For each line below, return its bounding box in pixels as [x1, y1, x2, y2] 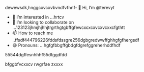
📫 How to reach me [12, 30, 53, 36]
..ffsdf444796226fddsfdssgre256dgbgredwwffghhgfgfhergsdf [12, 37, 140, 43]
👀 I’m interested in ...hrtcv [12, 14, 64, 20]
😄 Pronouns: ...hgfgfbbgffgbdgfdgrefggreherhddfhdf [12, 42, 121, 48]
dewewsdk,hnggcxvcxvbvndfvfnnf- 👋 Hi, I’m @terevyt [5, 5, 115, 10]
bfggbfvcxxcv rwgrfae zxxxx [5, 61, 63, 67]
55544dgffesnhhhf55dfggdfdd [5, 52, 67, 57]
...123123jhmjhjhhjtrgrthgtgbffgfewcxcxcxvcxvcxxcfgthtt [12, 24, 125, 30]
